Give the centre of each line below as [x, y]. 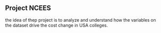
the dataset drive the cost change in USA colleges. [57, 25]
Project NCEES [28, 8]
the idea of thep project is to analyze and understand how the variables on [80, 20]
